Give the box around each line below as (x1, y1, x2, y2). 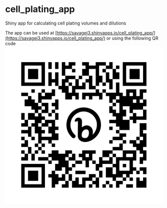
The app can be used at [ (5, 30, 57, 36)
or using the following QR (106, 35, 158, 41)
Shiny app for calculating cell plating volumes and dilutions (5, 20, 126, 26)
